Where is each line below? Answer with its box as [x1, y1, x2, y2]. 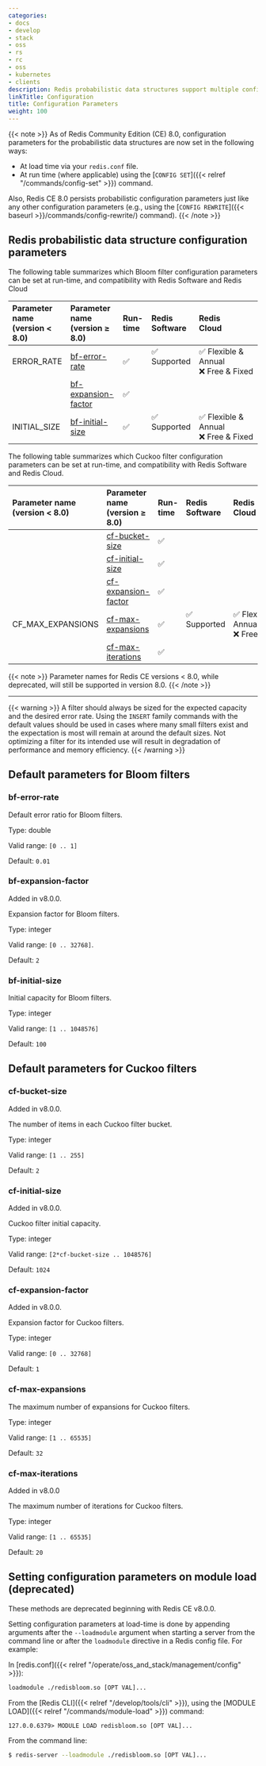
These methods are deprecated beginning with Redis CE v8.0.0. [8, 1603, 216, 1613]
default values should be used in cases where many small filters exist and [8, 720, 249, 729]
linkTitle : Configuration [8, 93, 93, 101]
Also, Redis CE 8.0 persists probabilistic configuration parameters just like [8, 194, 249, 203]
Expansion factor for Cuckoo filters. [8, 1318, 124, 1327]
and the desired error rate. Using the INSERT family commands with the [8, 711, 239, 720]
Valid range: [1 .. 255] [8, 1150, 85, 1159]
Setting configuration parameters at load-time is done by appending [8, 1619, 230, 1629]
